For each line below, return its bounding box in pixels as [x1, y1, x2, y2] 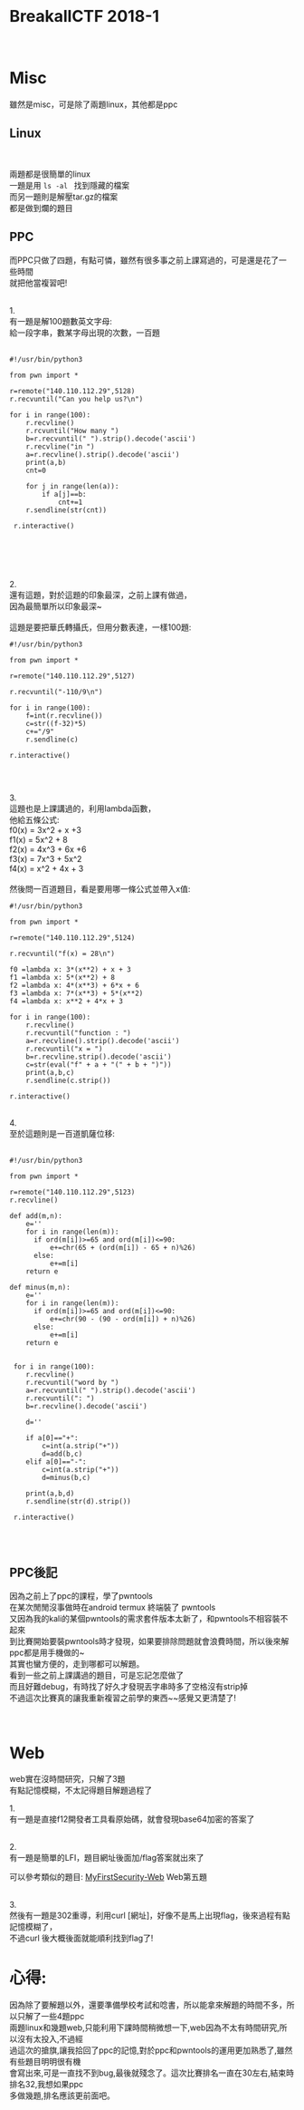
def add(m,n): [9, 1211, 63, 1220]
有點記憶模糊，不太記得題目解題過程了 [9, 1785, 152, 1795]
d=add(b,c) [42, 1449, 83, 1458]
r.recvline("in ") [25, 441, 95, 451]
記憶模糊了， [9, 1921, 57, 1932]
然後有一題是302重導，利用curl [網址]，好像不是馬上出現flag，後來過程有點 [9, 1910, 291, 1921]
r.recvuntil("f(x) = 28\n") [9, 949, 116, 958]
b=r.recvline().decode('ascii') [25, 1401, 147, 1410]
